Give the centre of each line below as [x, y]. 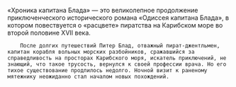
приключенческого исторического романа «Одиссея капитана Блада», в [118, 18]
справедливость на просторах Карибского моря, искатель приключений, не [117, 58]
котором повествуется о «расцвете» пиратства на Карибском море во [115, 25]
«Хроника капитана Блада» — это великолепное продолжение [103, 10]
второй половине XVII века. [49, 33]
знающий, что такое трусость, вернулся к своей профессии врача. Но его [117, 64]
